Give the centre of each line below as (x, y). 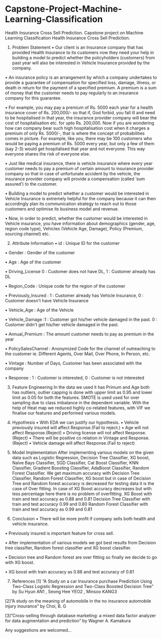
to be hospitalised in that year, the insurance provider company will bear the (81, 118)
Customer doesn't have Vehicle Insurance (47, 300)
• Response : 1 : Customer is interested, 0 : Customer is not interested (75, 378)
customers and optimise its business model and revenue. (62, 209)
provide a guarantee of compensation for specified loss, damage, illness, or (81, 82)
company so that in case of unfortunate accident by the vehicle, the (73, 173)
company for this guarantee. (33, 98)
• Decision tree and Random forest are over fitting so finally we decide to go (81, 557)
